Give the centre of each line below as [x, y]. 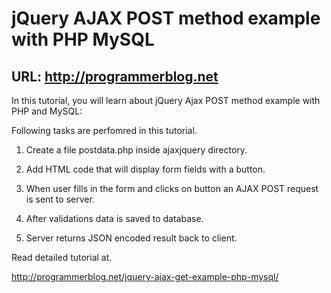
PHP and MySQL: [47, 111]
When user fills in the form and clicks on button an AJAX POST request [172, 188]
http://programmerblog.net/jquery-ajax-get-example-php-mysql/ [145, 276]
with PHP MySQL [83, 39]
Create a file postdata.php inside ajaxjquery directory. [136, 150]
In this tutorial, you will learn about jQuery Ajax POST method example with [166, 100]
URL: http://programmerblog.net [115, 76]
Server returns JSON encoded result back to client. [131, 238]
